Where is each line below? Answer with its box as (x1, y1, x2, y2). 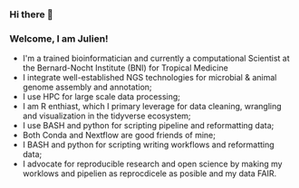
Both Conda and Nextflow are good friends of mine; (22, 130, 216, 141)
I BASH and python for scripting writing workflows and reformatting (22, 139, 275, 150)
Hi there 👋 (9, 8, 54, 21)
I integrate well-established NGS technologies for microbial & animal (22, 72, 277, 83)
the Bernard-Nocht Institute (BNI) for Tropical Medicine (22, 62, 228, 73)
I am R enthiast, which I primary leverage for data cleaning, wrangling (22, 101, 283, 112)
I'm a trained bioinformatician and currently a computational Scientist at (22, 53, 290, 64)
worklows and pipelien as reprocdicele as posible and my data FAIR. (22, 168, 277, 179)
